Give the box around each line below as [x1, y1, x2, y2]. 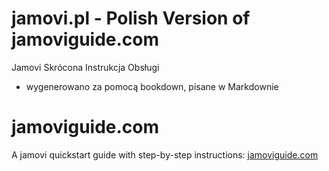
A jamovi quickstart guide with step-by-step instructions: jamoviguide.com [11, 148, 319, 161]
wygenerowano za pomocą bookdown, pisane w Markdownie [25, 80, 279, 92]
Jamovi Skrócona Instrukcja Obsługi [11, 61, 160, 73]
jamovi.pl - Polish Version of [11, 7, 251, 30]
